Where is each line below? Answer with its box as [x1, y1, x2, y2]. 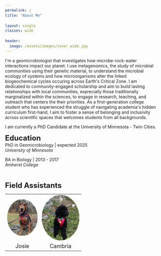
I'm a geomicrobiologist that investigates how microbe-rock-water [5, 57, 137, 63]
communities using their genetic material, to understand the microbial [5, 68, 144, 74]
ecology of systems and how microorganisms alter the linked [5, 73, 127, 79]
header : [5, 39, 21, 44]
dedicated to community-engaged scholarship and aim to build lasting [5, 83, 145, 89]
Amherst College [5, 162, 39, 168]
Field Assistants [5, 180, 62, 190]
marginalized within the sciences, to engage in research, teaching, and [5, 94, 146, 100]
